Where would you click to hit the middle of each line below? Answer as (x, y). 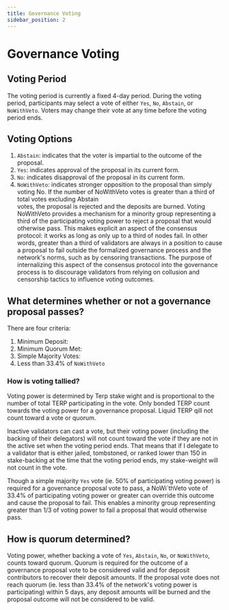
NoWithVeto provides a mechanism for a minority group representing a (117, 214)
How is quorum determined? (69, 539)
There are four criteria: (39, 328)
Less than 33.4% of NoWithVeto (61, 364)
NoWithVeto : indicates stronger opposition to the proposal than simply (114, 185)
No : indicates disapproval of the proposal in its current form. (101, 177)
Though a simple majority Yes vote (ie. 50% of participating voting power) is (114, 481)
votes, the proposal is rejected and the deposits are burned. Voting (111, 207)
